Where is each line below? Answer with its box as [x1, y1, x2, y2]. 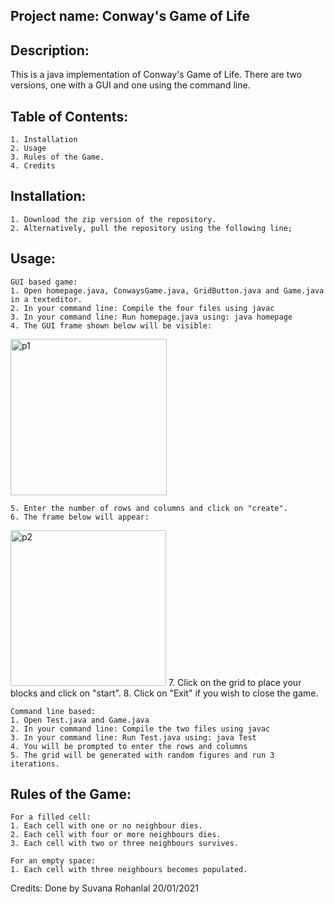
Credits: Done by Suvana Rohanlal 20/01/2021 [10, 882, 199, 894]
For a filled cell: [10, 812, 92, 823]
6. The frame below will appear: [10, 512, 150, 522]
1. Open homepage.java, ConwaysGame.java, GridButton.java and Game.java [10, 285, 325, 296]
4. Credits [10, 161, 56, 171]
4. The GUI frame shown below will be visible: [10, 320, 213, 331]
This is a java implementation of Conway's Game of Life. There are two [10, 69, 303, 81]
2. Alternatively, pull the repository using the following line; [10, 223, 293, 233]
